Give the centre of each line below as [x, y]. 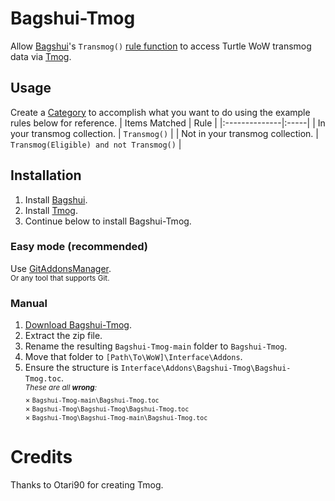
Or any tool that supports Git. [60, 278]
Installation [46, 175]
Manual [29, 303]
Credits [41, 457]
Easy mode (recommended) [79, 247]
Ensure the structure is [71, 368]
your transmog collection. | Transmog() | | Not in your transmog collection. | [164, 133]
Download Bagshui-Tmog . [78, 325]
